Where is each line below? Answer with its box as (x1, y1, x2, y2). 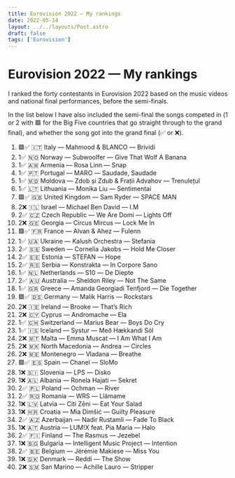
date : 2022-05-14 (8, 17, 59, 24)
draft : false (8, 29, 46, 37)
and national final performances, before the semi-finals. (8, 97, 169, 106)
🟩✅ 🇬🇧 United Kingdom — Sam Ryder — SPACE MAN (17, 193, 177, 202)
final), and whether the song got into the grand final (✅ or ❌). (8, 129, 184, 137)
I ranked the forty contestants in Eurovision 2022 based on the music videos (8, 90, 228, 98)
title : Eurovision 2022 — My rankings (8, 10, 121, 17)
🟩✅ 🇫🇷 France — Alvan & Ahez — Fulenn (17, 227, 141, 235)
